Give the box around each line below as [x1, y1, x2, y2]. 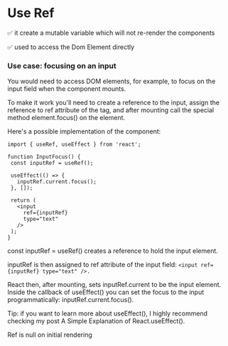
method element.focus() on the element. [7, 114, 126, 122]
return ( [10, 197, 37, 204]
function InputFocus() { [7, 153, 81, 161]
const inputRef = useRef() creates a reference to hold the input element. [7, 247, 219, 255]
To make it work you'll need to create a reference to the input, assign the [7, 98, 220, 107]
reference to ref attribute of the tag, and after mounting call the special [7, 106, 215, 114]
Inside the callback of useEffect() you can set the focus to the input [7, 288, 205, 296]
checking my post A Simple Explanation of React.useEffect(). [7, 317, 185, 325]
